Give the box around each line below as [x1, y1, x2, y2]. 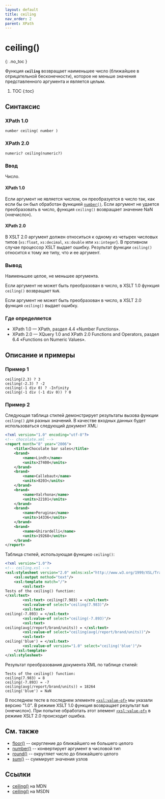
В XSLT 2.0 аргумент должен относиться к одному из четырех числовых [5, 234, 158, 240]
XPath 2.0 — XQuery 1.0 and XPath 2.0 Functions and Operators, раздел [12, 331, 160, 337]
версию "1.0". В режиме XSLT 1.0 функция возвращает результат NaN [5, 702, 149, 708]
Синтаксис [5, 102, 40, 111]
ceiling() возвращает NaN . [5, 288, 60, 294]
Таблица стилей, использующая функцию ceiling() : [5, 551, 115, 557]
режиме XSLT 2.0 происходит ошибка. [5, 713, 86, 719]
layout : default [5, 7, 38, 12]
